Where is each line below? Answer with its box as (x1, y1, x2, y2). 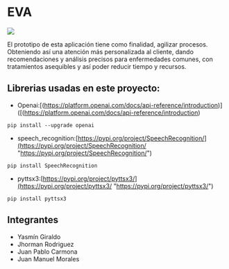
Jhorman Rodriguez (17, 240, 74, 248)
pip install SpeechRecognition (7, 162, 98, 169)
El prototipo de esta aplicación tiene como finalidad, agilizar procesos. (7, 40, 208, 49)
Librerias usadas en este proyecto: (7, 83, 160, 95)
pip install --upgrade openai (7, 122, 95, 129)
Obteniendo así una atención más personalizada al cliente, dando (7, 47, 194, 56)
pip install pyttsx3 (7, 195, 67, 202)
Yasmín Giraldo (17, 232, 61, 241)
